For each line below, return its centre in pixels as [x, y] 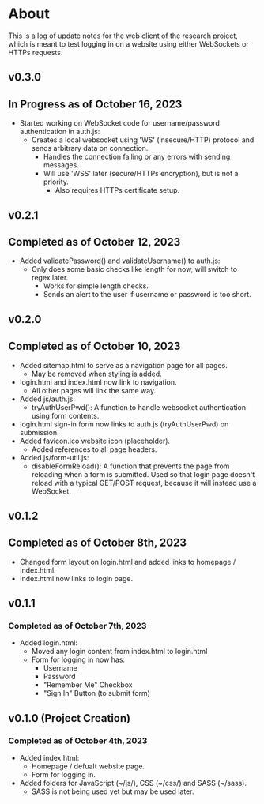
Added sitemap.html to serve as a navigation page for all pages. [123, 365]
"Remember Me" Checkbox [88, 685]
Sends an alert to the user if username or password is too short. [147, 295]
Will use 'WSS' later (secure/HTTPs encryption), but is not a [141, 174]
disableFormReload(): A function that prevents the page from [130, 466]
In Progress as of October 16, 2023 [95, 104]
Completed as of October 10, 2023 [94, 346]
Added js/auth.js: [47, 399]
